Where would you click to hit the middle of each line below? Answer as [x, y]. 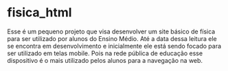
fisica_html [39, 13]
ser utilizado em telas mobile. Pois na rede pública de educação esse [105, 53]
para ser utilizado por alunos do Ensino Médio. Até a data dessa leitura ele [112, 38]
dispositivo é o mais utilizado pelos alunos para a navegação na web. [105, 60]
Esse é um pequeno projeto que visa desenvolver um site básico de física [111, 31]
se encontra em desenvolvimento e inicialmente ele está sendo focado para [114, 46]
